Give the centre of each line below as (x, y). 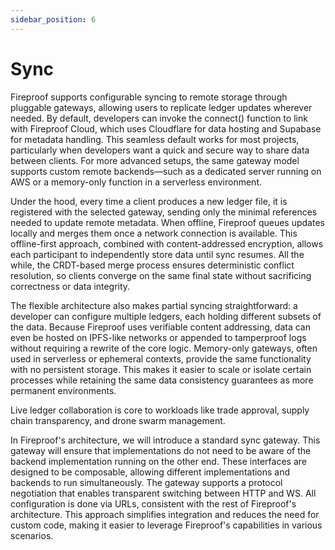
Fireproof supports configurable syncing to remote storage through (149, 97)
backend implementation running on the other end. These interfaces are (158, 461)
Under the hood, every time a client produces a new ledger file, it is (149, 201)
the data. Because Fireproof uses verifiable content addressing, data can (160, 327)
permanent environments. (63, 390)
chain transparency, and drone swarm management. (118, 420)
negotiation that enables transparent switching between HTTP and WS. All (163, 493)
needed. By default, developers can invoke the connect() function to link (159, 118)
